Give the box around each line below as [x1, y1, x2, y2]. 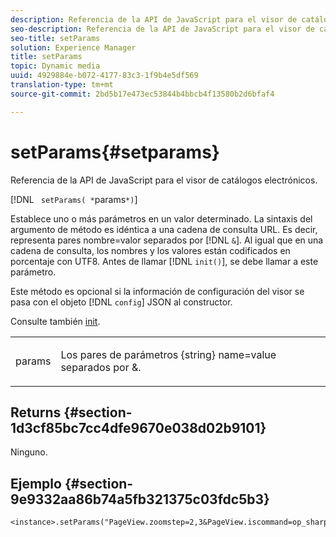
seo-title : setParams [10, 33, 101, 43]
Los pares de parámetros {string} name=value [60, 347, 277, 361]
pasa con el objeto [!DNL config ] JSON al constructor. [10, 296, 233, 308]
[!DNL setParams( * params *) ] [10, 193, 138, 205]
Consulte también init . [10, 315, 101, 327]
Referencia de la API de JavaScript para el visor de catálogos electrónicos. [10, 174, 318, 186]
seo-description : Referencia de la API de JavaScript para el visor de [10, 24, 315, 34]
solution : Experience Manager [10, 42, 137, 53]
